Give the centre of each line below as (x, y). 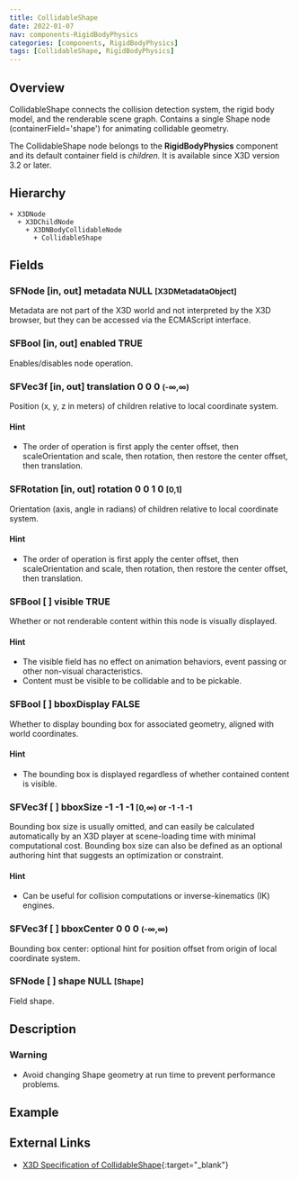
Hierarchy (38, 193)
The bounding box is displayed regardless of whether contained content (156, 774)
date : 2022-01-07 (42, 26)
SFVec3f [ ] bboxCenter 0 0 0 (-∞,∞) (89, 929)
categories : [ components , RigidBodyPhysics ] (94, 43)
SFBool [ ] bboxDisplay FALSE (75, 704)
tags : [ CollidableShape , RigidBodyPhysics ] (92, 51)
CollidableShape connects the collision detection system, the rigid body (142, 109)
